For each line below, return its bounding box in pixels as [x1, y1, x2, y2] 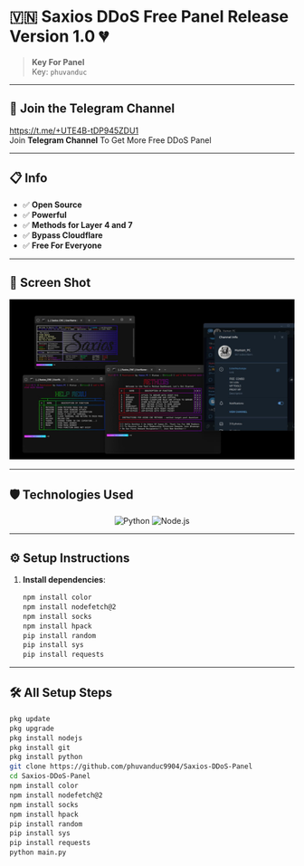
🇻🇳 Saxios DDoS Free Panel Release [9, 6, 290, 27]
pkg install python [9, 753, 83, 762]
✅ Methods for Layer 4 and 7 [22, 219, 133, 230]
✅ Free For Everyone [22, 240, 102, 251]
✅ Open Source [22, 199, 82, 210]
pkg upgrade [9, 724, 54, 733]
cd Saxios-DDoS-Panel [9, 772, 91, 781]
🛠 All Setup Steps [9, 685, 113, 700]
